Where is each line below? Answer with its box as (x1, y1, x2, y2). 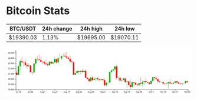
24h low (114, 25, 135, 32)
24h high (80, 25, 103, 32)
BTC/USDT (9, 25, 37, 32)
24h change (42, 25, 73, 32)
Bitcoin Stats (6, 4, 70, 18)
